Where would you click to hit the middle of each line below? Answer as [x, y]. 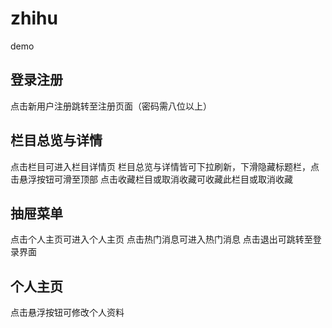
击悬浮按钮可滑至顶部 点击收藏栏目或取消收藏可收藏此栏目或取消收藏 [151, 179]
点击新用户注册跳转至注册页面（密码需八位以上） [111, 106]
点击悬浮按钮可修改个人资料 [67, 313]
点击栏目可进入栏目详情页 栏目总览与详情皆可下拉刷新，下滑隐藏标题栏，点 [165, 166]
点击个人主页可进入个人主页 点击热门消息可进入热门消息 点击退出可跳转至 [161, 239]
